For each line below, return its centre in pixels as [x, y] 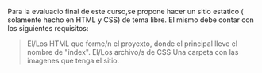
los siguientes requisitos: [48, 28]
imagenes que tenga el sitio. [73, 60]
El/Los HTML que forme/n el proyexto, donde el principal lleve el [132, 44]
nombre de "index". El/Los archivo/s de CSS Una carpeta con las [133, 52]
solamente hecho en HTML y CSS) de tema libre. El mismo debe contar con [131, 20]
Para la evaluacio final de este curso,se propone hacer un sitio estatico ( [125, 12]
